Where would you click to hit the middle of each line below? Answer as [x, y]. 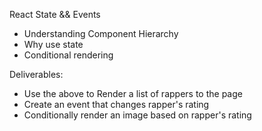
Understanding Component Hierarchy [101, 33]
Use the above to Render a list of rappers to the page [133, 93]
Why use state [53, 44]
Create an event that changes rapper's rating [116, 104]
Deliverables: [36, 74]
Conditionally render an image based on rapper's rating [137, 115]
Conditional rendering [68, 55]
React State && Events [55, 14]
